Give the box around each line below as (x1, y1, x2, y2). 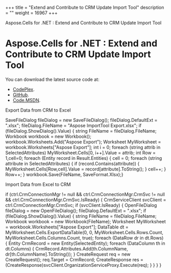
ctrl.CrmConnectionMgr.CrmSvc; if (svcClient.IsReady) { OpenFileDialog (5, 202, 157, 208)
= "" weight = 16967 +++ (5, 10, 58, 16)
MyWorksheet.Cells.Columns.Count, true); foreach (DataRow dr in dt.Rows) (5, 235, 164, 241)
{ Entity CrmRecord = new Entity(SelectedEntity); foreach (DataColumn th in (5, 240, 165, 246)
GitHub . (12, 92, 29, 98)
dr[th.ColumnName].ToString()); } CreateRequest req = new (5, 251, 131, 257)
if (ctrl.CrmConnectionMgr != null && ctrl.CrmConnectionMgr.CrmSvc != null (5, 191, 165, 197)
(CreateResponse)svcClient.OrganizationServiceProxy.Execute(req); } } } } (5, 262, 162, 268)
